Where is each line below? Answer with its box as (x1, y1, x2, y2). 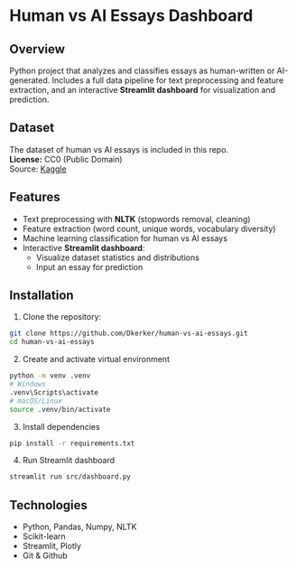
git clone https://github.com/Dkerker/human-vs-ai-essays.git (9, 329, 248, 339)
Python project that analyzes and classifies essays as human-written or (9, 65, 275, 76)
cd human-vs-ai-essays (9, 338, 95, 347)
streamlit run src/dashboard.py (9, 472, 131, 481)
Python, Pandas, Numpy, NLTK (22, 521, 137, 533)
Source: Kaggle (9, 163, 67, 174)
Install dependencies (22, 421, 101, 432)
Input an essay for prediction (35, 261, 144, 272)
